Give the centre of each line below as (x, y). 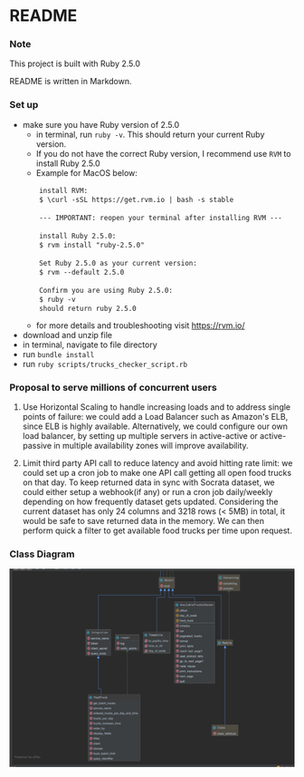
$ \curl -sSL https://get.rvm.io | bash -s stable (137, 199)
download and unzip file (67, 335)
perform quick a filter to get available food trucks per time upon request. (157, 530)
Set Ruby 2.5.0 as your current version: (118, 263)
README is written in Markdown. (71, 82)
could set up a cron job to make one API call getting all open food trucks (157, 473)
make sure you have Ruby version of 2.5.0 (101, 124)
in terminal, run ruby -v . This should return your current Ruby (150, 134)
